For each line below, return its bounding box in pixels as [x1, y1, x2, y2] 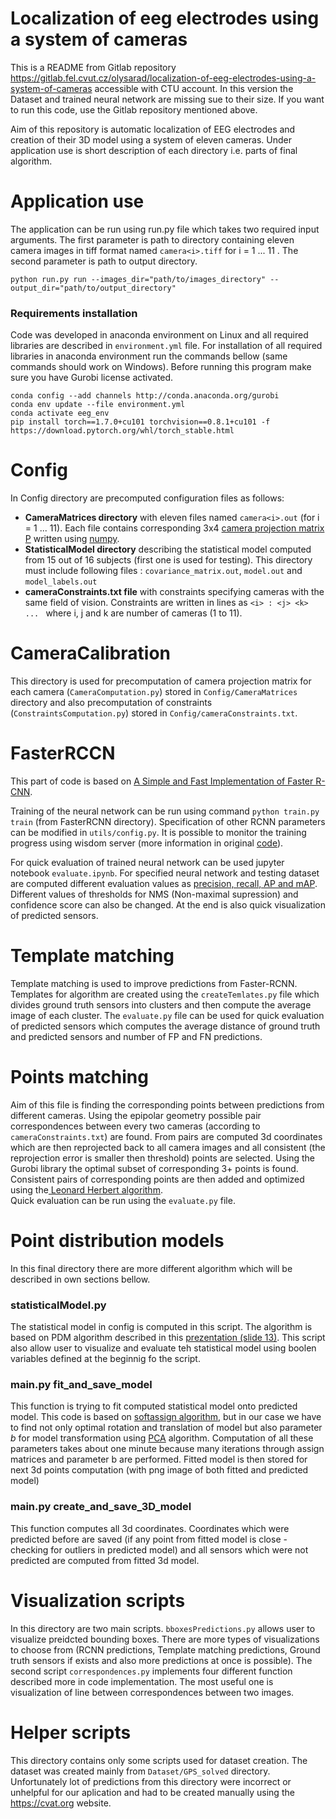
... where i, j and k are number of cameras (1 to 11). [24, 607, 243, 619]
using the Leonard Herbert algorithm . [10, 1183, 163, 1196]
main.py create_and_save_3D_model [10, 1500, 192, 1514]
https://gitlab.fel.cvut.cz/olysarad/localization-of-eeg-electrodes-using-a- [10, 72, 317, 84]
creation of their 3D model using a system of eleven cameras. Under [10, 133, 292, 146]
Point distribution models [10, 1230, 225, 1252]
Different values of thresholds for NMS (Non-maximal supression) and [10, 888, 299, 900]
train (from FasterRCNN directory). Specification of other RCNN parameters [10, 815, 326, 827]
